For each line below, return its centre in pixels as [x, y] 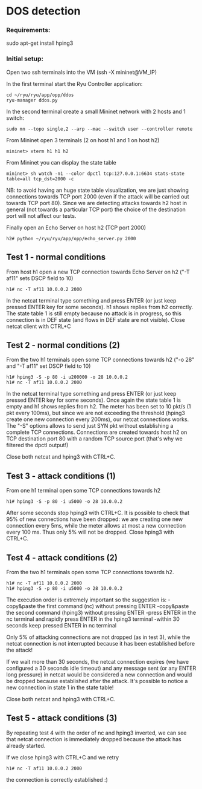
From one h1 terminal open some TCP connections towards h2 [84, 491]
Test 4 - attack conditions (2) [62, 558]
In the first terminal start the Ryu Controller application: [74, 83]
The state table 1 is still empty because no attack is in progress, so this [94, 313]
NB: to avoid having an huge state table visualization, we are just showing [97, 190]
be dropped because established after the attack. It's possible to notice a [97, 681]
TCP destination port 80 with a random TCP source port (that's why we [94, 439]
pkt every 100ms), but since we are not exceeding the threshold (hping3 [96, 413]
